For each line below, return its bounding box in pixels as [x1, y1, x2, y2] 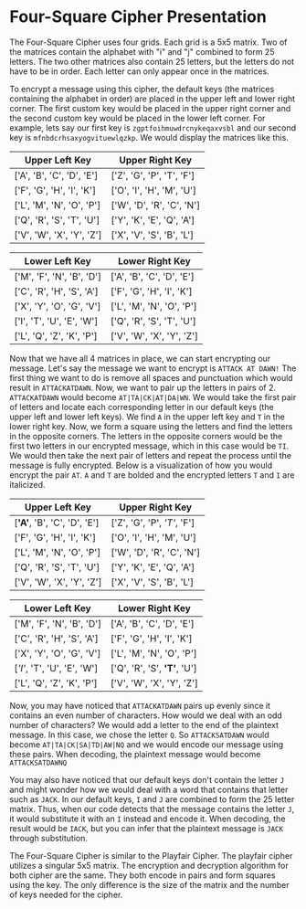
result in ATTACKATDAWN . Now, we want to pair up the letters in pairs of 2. [9, 382, 277, 393]
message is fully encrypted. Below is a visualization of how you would [9, 460, 272, 470]
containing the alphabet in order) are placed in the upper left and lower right [9, 93, 295, 104]
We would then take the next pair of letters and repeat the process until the [9, 449, 292, 460]
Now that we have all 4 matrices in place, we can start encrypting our [9, 353, 271, 364]
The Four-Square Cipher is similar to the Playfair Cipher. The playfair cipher [9, 850, 293, 861]
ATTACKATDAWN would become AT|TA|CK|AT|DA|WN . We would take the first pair [9, 391, 297, 403]
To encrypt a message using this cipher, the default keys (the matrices [9, 83, 275, 94]
